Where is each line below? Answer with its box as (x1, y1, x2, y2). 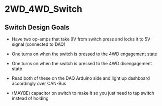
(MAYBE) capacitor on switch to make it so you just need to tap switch (11, 90, 155, 96)
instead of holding (11, 95, 49, 101)
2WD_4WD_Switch (4, 3, 82, 15)
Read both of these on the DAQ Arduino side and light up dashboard (11, 75, 150, 81)
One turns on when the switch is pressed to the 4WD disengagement (11, 61, 152, 66)
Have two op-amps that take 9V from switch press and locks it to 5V (11, 36, 151, 42)
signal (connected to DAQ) (11, 41, 66, 47)
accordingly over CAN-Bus (11, 80, 66, 86)
